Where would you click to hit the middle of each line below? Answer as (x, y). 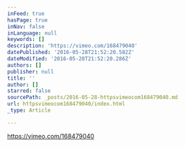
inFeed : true (26, 14)
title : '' (21, 78)
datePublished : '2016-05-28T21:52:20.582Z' (71, 53)
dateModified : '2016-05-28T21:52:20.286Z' (69, 59)
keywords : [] (26, 40)
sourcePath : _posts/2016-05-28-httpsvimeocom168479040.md (92, 98)
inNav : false (26, 26)
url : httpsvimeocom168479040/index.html (67, 104)
